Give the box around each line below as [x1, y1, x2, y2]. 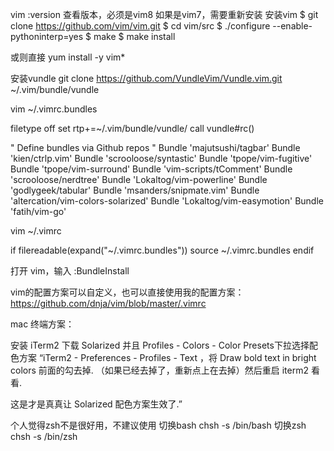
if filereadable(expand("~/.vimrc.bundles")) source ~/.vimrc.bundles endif [10, 244, 315, 256]
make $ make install [93, 31, 176, 42]
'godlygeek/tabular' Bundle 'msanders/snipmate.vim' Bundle [10, 184, 260, 196]
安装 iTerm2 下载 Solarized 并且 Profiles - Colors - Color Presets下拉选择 [10, 339, 310, 351]
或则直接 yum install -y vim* [10, 51, 126, 63]
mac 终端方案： [10, 318, 75, 330]
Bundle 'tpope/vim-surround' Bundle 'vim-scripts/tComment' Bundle [10, 163, 293, 175]
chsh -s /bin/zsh [10, 431, 78, 442]
